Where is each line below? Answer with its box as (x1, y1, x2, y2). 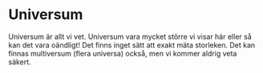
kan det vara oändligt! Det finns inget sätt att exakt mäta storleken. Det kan (8, 40, 256, 49)
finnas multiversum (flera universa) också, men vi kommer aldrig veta (8, 48, 237, 58)
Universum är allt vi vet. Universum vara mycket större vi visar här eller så (8, 32, 253, 41)
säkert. (8, 57, 31, 67)
